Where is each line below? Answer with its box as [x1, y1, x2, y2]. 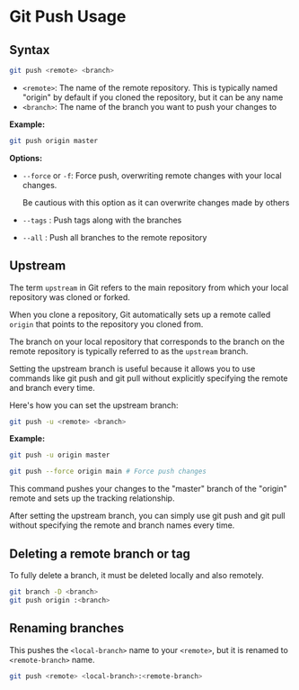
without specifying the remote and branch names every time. [9, 520, 235, 531]
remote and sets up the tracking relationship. [9, 493, 175, 504]
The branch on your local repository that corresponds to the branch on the [9, 336, 286, 347]
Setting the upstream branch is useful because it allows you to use [9, 363, 256, 374]
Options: [9, 152, 43, 163]
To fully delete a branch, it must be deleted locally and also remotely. [9, 570, 264, 580]
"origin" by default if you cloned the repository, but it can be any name [22, 92, 284, 103]
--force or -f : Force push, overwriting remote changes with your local [22, 169, 282, 181]
